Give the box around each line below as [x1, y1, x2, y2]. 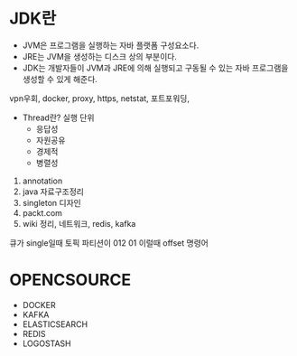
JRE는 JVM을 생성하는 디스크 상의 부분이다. [22, 51, 178, 61]
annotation [22, 175, 63, 186]
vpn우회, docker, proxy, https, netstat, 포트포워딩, [9, 92, 190, 104]
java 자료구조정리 [22, 186, 84, 197]
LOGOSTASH [22, 338, 71, 349]
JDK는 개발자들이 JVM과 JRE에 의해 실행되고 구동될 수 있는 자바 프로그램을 [22, 62, 289, 73]
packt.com [22, 207, 63, 218]
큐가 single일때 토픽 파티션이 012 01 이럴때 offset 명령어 [9, 237, 209, 248]
